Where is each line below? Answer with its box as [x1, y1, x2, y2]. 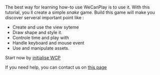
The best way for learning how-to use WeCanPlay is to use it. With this [5, 4, 150, 10]
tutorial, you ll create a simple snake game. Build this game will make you [5, 9, 156, 15]
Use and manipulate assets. [12, 45, 70, 51]
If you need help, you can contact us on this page [5, 64, 107, 70]
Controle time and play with [12, 35, 69, 40]
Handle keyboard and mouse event [12, 40, 85, 46]
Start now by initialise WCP [5, 55, 61, 61]
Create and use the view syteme [12, 24, 79, 30]
